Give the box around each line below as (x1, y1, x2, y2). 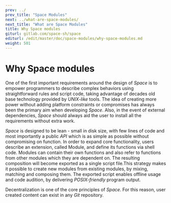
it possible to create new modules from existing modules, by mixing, (5, 166, 149, 172)
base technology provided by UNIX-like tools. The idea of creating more (5, 96, 157, 102)
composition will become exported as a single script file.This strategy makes (5, 160, 166, 166)
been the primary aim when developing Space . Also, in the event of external (5, 107, 165, 113)
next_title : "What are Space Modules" (5, 21, 88, 27)
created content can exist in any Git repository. (5, 192, 104, 198)
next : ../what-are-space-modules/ (5, 17, 79, 22)
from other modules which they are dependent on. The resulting (5, 154, 140, 161)
